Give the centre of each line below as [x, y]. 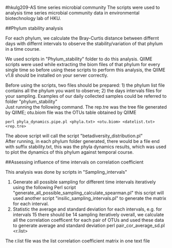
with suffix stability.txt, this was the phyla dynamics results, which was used [86, 147]
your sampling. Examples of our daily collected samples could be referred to [86, 96]
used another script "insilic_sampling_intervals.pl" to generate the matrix [90, 198]
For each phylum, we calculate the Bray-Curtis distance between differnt [82, 38]
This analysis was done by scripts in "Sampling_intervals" [66, 172]
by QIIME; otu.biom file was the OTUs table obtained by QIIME [71, 112]
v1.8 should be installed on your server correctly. [57, 75]
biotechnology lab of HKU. [33, 18]
